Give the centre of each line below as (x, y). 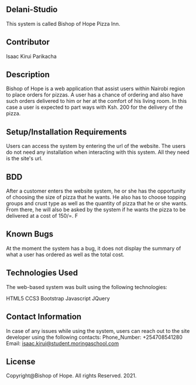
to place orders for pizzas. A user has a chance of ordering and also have (94, 95)
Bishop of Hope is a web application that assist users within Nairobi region (96, 89)
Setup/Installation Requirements (66, 132)
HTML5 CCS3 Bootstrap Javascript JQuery (58, 298)
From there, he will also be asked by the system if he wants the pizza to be (96, 209)
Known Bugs (30, 234)
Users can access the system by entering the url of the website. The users (96, 146)
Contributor (28, 42)
